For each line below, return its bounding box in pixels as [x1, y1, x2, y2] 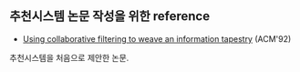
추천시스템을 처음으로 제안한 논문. [9, 52, 129, 63]
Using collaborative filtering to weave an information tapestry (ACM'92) [22, 33, 292, 44]
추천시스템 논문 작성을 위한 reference [9, 8, 211, 25]
